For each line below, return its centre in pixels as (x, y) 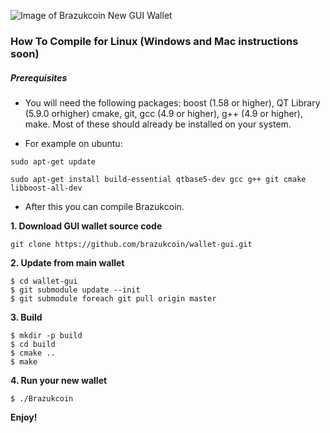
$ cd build (33, 344)
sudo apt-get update (53, 161)
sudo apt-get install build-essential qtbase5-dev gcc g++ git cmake (158, 179)
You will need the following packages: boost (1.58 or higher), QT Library (172, 102)
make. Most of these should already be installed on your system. (158, 124)
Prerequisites (39, 77)
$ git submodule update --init (75, 290)
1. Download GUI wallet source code (86, 226)
